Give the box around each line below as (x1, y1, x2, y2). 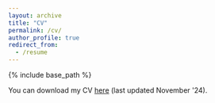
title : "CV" (8, 19, 48, 27)
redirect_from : (8, 41, 59, 49)
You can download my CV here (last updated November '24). (8, 86, 208, 95)
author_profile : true (8, 33, 80, 42)
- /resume (15, 48, 48, 56)
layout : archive (8, 11, 62, 20)
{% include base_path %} (8, 71, 92, 79)
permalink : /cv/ (8, 26, 62, 34)
